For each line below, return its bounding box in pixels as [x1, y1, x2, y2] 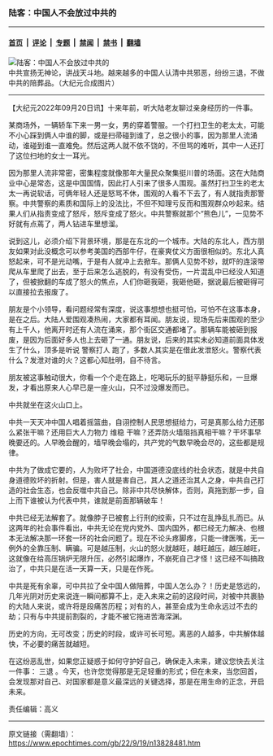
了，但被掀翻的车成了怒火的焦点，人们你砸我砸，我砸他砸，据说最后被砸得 [8, 277, 258, 286]
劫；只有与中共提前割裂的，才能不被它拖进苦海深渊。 [8, 611, 187, 621]
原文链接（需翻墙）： [8, 728, 76, 738]
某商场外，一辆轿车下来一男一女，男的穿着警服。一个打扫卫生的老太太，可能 [8, 120, 265, 129]
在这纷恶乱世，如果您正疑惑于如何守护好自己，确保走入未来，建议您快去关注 [8, 656, 265, 666]
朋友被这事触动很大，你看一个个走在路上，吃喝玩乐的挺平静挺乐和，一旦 [8, 372, 250, 382]
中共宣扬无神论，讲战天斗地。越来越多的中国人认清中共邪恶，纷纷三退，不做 [8, 68, 265, 77]
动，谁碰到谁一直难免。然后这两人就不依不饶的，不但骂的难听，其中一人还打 [8, 140, 265, 150]
